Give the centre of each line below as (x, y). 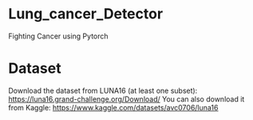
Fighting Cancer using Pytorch (59, 36)
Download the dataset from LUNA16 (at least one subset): (103, 90)
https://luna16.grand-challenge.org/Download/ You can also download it (126, 99)
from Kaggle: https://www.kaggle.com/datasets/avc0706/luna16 (113, 107)
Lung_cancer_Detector (86, 14)
